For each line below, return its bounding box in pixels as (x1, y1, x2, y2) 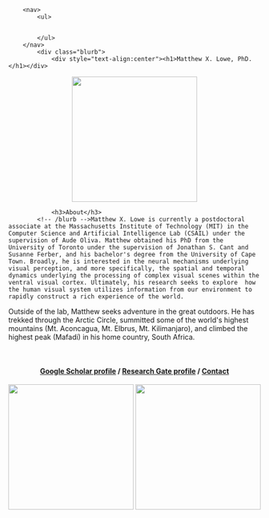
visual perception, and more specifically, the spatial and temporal (8, 265, 246, 273)
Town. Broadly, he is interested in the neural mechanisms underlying (8, 257, 249, 265)
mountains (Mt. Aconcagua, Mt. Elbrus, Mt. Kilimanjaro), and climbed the (8, 324, 248, 333)
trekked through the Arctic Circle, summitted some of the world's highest (8, 315, 249, 325)
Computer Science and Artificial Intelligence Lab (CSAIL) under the (8, 229, 246, 237)
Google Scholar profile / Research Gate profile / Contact (39, 366, 230, 375)
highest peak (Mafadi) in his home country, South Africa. (8, 332, 195, 342)
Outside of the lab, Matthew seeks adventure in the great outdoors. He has (8, 307, 255, 316)
